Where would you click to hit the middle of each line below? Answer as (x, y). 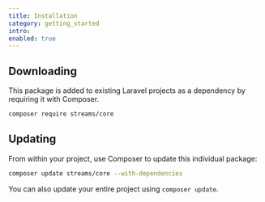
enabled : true (32, 38)
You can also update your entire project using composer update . (113, 189)
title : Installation (43, 16)
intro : (19, 31)
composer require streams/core (61, 114)
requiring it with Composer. (54, 99)
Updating (32, 139)
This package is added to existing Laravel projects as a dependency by (127, 90)
